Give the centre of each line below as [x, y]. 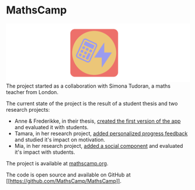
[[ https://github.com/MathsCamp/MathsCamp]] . [64, 181]
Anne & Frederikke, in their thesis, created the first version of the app [97, 121]
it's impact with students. [45, 152]
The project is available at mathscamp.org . [57, 163]
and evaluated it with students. [51, 127]
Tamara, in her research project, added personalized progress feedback [101, 133]
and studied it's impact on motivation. [60, 139]
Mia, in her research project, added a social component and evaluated [99, 146]
